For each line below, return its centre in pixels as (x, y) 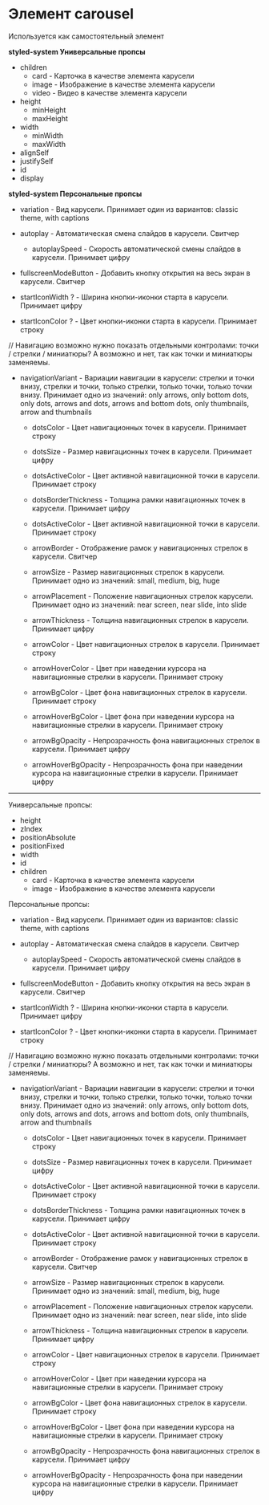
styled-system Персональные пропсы (75, 193)
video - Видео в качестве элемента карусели (109, 92)
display (32, 178)
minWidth (48, 135)
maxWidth (49, 144)
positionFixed (42, 846)
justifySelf (36, 161)
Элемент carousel (71, 14)
